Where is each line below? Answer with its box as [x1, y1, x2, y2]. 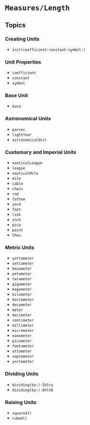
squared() [12, 410, 32, 416]
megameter [12, 287, 32, 292]
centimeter [12, 318, 34, 323]
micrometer [12, 328, 34, 333]
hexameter [12, 266, 32, 272]
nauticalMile [12, 171, 39, 176]
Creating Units [5, 35, 40, 42]
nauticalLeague [12, 161, 43, 166]
